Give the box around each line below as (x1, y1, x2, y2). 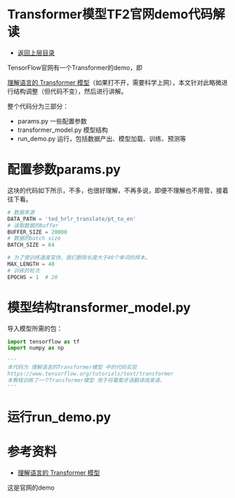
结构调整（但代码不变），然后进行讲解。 (13, 87, 128, 95)
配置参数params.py (7, 162, 121, 177)
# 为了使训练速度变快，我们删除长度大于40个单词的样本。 (7, 254, 151, 262)
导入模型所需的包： (7, 324, 63, 332)
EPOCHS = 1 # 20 (7, 274, 58, 281)
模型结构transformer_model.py (7, 300, 191, 316)
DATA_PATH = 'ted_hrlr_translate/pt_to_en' (7, 215, 137, 222)
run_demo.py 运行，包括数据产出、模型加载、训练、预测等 (17, 134, 187, 142)
